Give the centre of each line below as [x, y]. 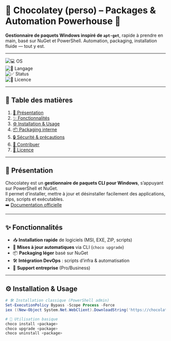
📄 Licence [23, 150]
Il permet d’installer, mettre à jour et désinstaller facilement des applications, [85, 193]
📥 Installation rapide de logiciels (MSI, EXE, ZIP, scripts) [72, 240]
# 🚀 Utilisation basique [32, 319]
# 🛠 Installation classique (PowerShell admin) [57, 301]
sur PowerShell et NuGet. [32, 188]
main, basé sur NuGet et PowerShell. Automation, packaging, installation [81, 41]
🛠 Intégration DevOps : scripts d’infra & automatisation [71, 261]
